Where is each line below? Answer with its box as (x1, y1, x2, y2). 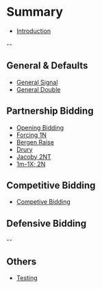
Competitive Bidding (6, 179, 96, 191)
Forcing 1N (16, 131, 47, 139)
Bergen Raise (16, 138, 54, 146)
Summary (6, 4, 63, 20)
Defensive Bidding (6, 217, 87, 229)
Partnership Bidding (6, 105, 94, 117)
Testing (16, 274, 38, 281)
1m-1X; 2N (16, 160, 46, 168)
